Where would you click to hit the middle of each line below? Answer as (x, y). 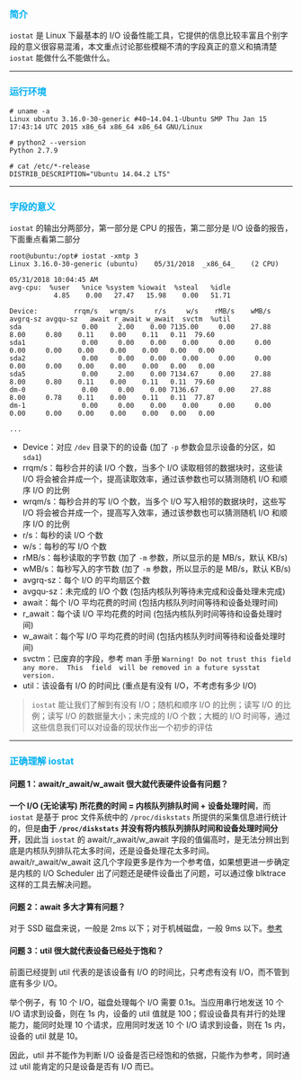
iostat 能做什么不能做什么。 (62, 58)
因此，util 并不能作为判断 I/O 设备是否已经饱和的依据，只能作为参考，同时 (146, 1055)
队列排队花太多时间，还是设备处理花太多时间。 (127, 851)
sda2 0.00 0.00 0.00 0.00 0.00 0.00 (140, 358)
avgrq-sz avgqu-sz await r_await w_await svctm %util (120, 319)
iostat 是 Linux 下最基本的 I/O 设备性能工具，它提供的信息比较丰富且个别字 (149, 35)
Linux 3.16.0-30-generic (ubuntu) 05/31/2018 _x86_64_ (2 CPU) (144, 264)
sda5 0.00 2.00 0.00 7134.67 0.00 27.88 (140, 374)
